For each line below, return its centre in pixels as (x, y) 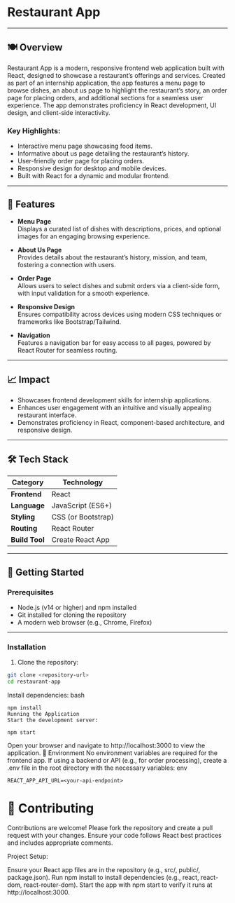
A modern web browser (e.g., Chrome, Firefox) (85, 623)
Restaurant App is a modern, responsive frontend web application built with (116, 68)
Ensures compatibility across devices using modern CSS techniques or (120, 314)
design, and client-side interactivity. (59, 112)
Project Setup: (28, 857)
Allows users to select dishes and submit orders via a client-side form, (119, 285)
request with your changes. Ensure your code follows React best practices (115, 836)
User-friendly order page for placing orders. (81, 161)
